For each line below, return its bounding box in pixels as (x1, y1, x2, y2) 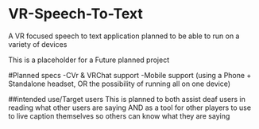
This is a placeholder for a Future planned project (8, 55, 169, 64)
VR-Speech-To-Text (8, 5, 143, 23)
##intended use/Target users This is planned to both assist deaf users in (8, 94, 246, 104)
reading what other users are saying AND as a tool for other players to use (8, 103, 252, 112)
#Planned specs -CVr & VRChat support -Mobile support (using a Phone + (8, 70, 252, 80)
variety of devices (8, 39, 68, 49)
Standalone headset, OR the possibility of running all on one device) (8, 79, 231, 88)
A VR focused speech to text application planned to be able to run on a (8, 31, 240, 41)
